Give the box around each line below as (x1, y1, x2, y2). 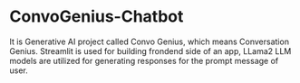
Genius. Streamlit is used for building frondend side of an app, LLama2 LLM (9, 45, 292, 56)
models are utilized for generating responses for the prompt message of (9, 55, 279, 66)
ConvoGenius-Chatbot (9, 6, 184, 27)
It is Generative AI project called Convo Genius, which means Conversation (9, 36, 290, 47)
